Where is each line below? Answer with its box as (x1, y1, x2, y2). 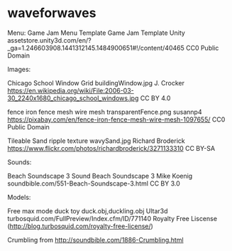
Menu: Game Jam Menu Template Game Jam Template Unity (7, 28, 186, 37)
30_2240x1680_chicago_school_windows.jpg (7, 94, 139, 102)
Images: (7, 65, 31, 73)
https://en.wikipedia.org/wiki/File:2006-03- (7, 86, 135, 95)
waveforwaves (7, 5, 96, 21)
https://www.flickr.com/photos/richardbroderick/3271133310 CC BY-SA (7, 144, 215, 152)
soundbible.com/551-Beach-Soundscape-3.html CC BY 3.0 (7, 179, 181, 188)
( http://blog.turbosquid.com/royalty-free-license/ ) (7, 222, 154, 230)
